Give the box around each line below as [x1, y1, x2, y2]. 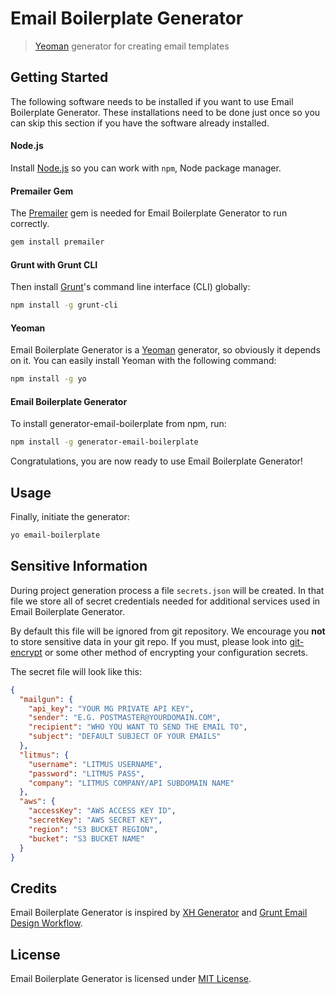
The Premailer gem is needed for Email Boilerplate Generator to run [10, 207, 288, 219]
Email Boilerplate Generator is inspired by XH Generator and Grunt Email [10, 907, 308, 919]
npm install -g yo [10, 374, 87, 384]
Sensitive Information [10, 558, 148, 575]
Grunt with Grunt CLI [10, 258, 98, 271]
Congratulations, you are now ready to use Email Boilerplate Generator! [10, 455, 303, 467]
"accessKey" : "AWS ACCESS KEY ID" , [28, 806, 177, 816]
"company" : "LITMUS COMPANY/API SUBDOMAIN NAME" [28, 778, 235, 788]
